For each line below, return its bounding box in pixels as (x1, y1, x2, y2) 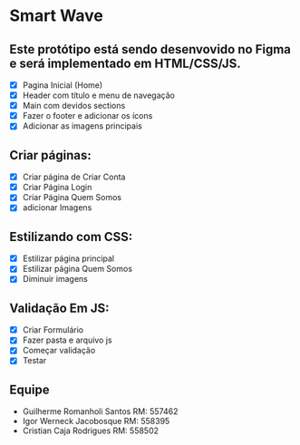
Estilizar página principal (22, 253, 115, 264)
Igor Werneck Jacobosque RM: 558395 (22, 416, 170, 427)
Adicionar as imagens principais (22, 121, 142, 131)
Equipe (9, 382, 50, 397)
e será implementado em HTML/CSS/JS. (9, 55, 242, 71)
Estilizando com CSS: (9, 228, 133, 245)
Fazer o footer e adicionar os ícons (22, 111, 153, 121)
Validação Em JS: (9, 300, 110, 315)
